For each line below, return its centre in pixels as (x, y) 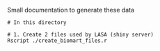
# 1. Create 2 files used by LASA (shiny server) (81, 34)
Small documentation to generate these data (71, 10)
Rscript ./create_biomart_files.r (57, 41)
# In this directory (37, 23)
